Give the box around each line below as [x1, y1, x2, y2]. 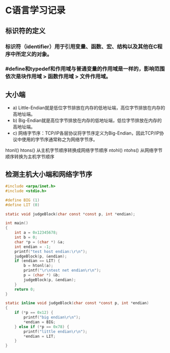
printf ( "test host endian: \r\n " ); [14, 249, 88, 254]
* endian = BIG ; [23, 319, 56, 325]
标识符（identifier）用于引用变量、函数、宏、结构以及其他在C [5, 43, 158, 50]
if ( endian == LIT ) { [14, 259, 60, 264]
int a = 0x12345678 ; [14, 230, 58, 235]
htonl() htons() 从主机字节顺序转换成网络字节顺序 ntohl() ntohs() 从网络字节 [5, 147, 163, 153]
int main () [5, 220, 29, 226]
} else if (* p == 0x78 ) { [14, 324, 70, 329]
